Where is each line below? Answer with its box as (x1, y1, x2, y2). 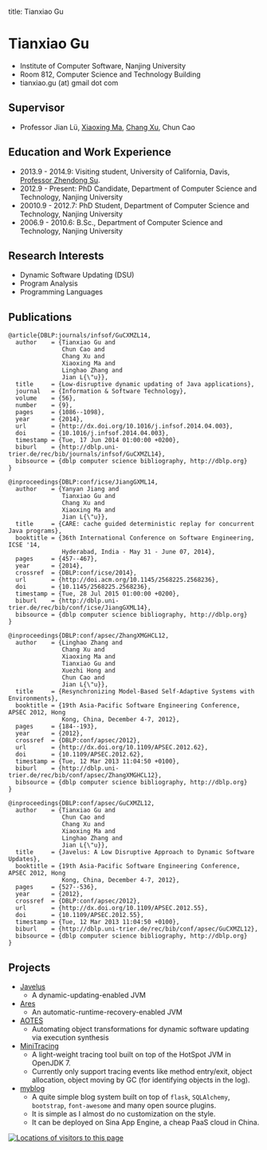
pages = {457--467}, (15, 555, 98, 563)
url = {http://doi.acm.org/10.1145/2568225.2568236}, (15, 576, 219, 584)
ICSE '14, (8, 541, 41, 549)
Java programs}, (8, 527, 62, 535)
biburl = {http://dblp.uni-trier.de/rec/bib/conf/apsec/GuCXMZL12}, (15, 925, 259, 933)
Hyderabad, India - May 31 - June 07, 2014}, (61, 548, 216, 556)
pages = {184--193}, (15, 722, 98, 731)
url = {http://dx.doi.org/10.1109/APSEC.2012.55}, (15, 904, 209, 912)
